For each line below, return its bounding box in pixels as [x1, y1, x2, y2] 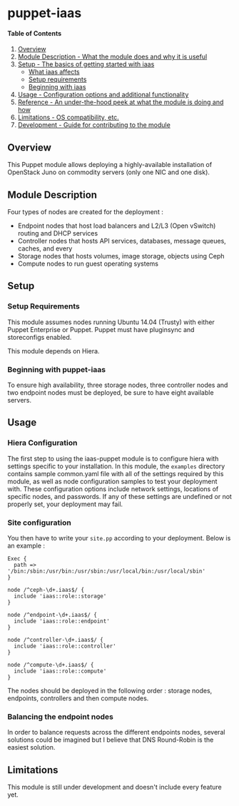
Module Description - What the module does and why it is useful [17, 52, 208, 61]
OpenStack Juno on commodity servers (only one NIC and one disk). [7, 168, 210, 176]
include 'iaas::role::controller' [14, 643, 116, 650]
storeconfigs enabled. [7, 333, 72, 341]
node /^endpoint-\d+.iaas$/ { [7, 611, 98, 618]
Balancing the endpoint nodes [7, 712, 114, 722]
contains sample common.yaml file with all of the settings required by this [7, 469, 224, 478]
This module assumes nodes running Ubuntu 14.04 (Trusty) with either [7, 318, 215, 326]
